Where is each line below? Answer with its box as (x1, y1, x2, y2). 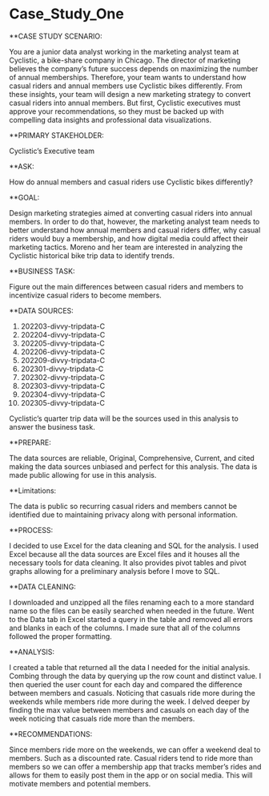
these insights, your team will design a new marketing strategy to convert (9, 89, 251, 99)
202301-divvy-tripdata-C (20, 364, 104, 374)
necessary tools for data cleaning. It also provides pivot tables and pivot (9, 558, 247, 568)
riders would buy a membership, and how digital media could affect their (9, 233, 249, 243)
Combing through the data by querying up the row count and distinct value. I (9, 671, 262, 681)
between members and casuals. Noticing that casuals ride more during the (9, 688, 255, 697)
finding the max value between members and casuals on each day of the (9, 705, 250, 714)
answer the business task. (9, 422, 95, 431)
